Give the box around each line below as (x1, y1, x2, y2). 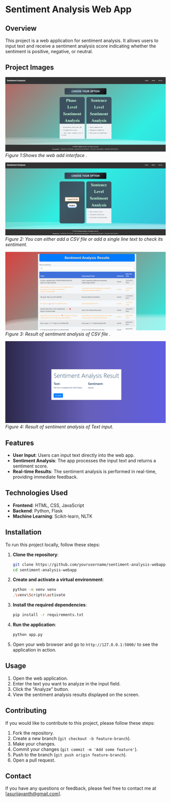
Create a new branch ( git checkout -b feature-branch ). (12, 735, 131, 741)
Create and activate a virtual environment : (12, 576, 104, 583)
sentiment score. (12, 463, 48, 469)
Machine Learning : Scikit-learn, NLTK (12, 513, 93, 519)
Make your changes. (12, 741, 56, 747)
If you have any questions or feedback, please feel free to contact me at (5, 785, 157, 791)
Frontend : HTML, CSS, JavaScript (12, 502, 84, 508)
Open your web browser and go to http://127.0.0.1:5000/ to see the (12, 641, 158, 648)
